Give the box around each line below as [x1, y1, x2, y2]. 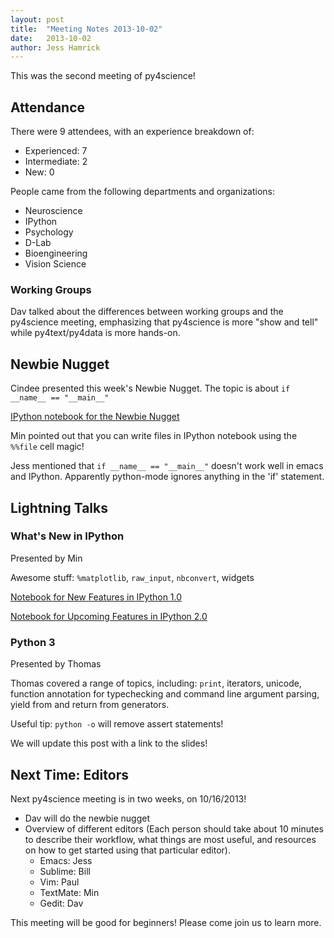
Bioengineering [24, 247, 88, 260]
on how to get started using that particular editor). [24, 844, 231, 856]
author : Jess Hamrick [10, 42, 101, 53]
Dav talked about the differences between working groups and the [10, 306, 284, 318]
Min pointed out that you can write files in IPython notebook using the [10, 430, 298, 442]
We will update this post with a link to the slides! [10, 737, 208, 750]
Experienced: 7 [24, 145, 88, 157]
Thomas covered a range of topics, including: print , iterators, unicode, [10, 677, 302, 690]
